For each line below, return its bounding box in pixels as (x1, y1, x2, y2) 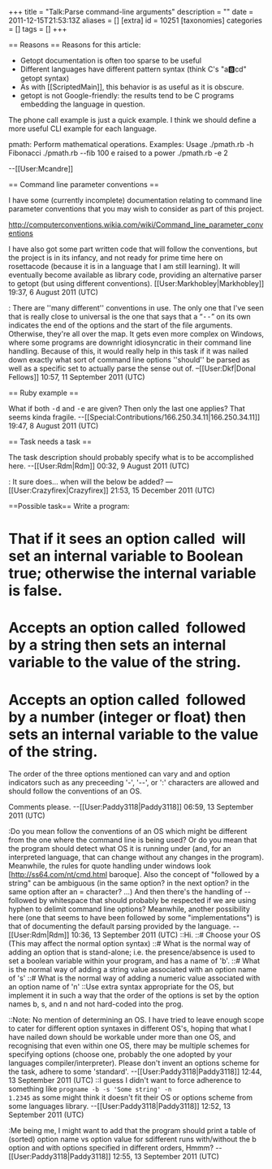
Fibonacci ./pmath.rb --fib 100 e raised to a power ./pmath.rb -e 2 (8, 148, 229, 158)
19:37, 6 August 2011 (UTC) (8, 288, 99, 297)
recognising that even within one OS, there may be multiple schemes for (8, 1041, 250, 1051)
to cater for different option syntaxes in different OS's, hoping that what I (8, 1023, 252, 1033)
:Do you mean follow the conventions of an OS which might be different (8, 827, 248, 837)
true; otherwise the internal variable (8, 564, 257, 583)
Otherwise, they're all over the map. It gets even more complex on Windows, (8, 329, 265, 338)
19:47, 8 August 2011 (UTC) (8, 421, 99, 430)
